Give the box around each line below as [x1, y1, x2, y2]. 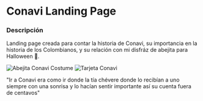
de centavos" [6, 89, 40, 97]
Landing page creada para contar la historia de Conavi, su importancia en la [6, 40, 197, 47]
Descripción [6, 26, 44, 35]
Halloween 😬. [6, 53, 40, 60]
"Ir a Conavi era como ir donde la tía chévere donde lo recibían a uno [6, 76, 180, 83]
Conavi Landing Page [6, 4, 117, 18]
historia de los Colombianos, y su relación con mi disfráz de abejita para [6, 46, 188, 54]
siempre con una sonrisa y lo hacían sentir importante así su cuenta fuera [6, 83, 191, 90]
